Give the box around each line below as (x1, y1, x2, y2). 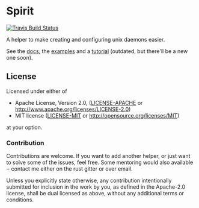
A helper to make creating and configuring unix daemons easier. (6, 36, 165, 43)
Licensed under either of (6, 87, 67, 95)
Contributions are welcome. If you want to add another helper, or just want (6, 153, 191, 160)
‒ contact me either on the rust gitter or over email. (6, 165, 133, 172)
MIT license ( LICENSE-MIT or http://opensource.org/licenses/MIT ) (14, 112, 180, 119)
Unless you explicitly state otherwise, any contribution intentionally (6, 177, 172, 184)
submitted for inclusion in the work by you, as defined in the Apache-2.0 (6, 183, 185, 191)
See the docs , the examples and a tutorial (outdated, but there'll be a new (6, 47, 188, 55)
